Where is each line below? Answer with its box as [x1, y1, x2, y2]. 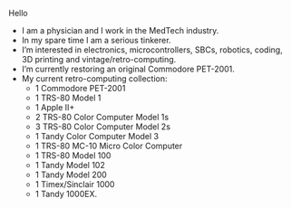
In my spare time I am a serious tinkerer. [21, 35, 171, 45]
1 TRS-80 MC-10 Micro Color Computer [34, 140, 183, 151]
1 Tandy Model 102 [34, 160, 105, 170]
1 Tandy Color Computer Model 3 [34, 131, 160, 141]
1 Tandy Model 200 [34, 169, 108, 180]
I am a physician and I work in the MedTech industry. [21, 25, 219, 35]
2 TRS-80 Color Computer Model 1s [34, 112, 170, 122]
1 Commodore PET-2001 [34, 83, 126, 93]
